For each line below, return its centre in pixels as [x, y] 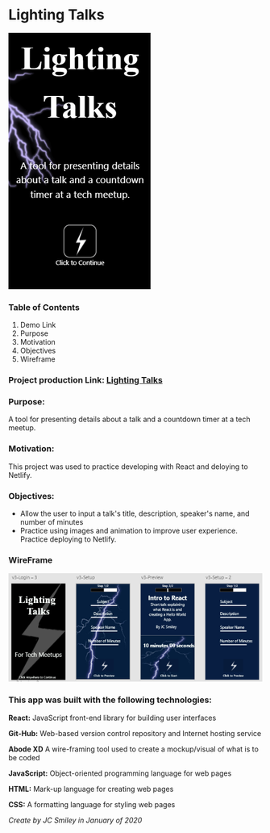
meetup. [22, 428]
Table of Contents [44, 307]
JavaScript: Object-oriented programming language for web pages [120, 773]
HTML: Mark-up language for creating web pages [91, 789]
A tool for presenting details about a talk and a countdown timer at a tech [130, 419]
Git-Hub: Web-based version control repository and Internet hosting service [135, 733]
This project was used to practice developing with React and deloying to [128, 467]
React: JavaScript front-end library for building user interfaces [112, 718]
